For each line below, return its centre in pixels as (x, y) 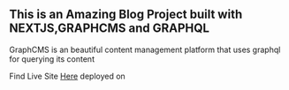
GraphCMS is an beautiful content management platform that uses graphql (145, 49)
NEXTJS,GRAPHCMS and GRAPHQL (110, 29)
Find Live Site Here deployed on (67, 76)
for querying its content (52, 59)
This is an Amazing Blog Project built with (126, 15)
